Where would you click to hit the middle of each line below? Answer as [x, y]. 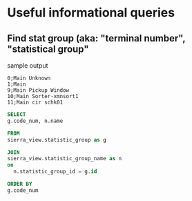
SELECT [17, 115]
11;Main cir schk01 [35, 102]
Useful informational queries [91, 13]
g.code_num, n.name [35, 121]
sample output [28, 66]
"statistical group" [48, 49]
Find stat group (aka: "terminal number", [96, 38]
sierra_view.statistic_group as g [57, 140]
